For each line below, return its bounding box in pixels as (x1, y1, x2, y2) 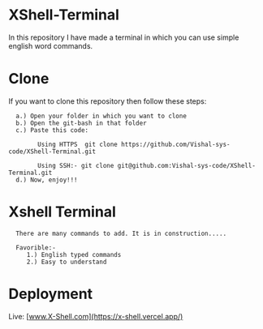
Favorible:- (15, 243, 57, 252)
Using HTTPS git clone (37, 140, 118, 148)
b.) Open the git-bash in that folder (15, 119, 148, 127)
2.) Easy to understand (26, 258, 107, 266)
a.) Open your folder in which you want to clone (15, 112, 187, 120)
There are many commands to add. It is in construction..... (15, 229, 227, 237)
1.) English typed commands (26, 250, 122, 258)
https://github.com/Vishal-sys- (120, 140, 231, 148)
